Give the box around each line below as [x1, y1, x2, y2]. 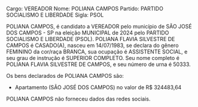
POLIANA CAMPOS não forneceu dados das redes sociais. [6, 95, 151, 102]
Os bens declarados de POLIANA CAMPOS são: [6, 73, 124, 79]
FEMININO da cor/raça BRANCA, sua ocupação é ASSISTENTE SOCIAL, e [6, 48, 188, 55]
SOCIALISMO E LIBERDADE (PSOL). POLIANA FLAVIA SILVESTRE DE [6, 36, 175, 42]
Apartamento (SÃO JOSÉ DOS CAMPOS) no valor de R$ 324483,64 [14, 84, 182, 91]
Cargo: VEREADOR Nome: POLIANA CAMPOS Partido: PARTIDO [6, 5, 163, 12]
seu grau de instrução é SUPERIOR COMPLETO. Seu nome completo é [6, 55, 179, 61]
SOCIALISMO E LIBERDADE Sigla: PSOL [6, 11, 104, 18]
